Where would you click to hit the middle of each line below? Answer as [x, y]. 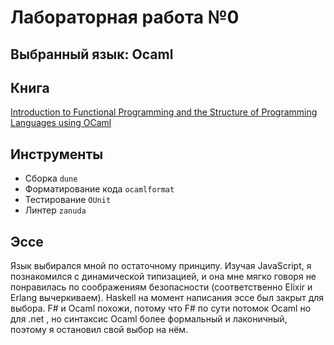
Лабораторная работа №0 [125, 17]
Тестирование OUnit [68, 200]
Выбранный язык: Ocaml [92, 54]
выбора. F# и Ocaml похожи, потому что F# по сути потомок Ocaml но [161, 308]
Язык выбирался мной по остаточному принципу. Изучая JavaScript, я [161, 266]
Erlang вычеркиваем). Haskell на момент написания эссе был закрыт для [167, 298]
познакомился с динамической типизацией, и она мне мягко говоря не [163, 277]
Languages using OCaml [61, 123]
